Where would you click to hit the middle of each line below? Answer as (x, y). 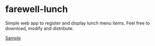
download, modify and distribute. (40, 28)
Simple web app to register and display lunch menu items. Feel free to (77, 23)
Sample (13, 38)
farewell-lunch (36, 9)
